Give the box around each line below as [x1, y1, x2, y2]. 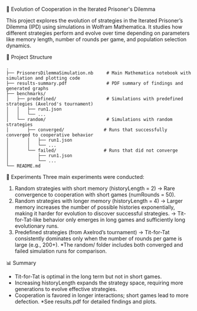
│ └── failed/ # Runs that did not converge [6, 148, 178, 153]
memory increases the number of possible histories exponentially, [14, 204, 175, 211]
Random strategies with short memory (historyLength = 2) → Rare [14, 185, 175, 192]
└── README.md [6, 163, 41, 169]
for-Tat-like [14, 216, 42, 223]
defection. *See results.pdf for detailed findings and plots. [14, 298, 157, 305]
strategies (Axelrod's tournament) [6, 101, 94, 107]
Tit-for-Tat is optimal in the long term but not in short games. [14, 273, 162, 280]
